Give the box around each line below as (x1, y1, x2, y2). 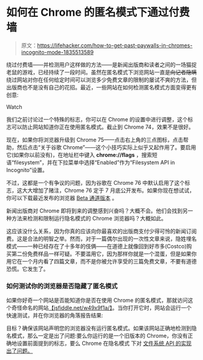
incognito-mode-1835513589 (21, 48, 94, 56)
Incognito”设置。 (6, 166, 48, 173)
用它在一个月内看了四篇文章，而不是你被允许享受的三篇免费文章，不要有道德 (6, 257, 197, 265)
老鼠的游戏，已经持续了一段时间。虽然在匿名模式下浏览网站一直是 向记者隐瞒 (6, 68, 197, 76)
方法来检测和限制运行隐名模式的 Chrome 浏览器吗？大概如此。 (11, 214, 167, 222)
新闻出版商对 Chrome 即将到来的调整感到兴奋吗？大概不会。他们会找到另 (6, 207, 188, 214)
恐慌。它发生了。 (6, 265, 49, 272)
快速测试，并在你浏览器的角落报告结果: (6, 312, 104, 319)
